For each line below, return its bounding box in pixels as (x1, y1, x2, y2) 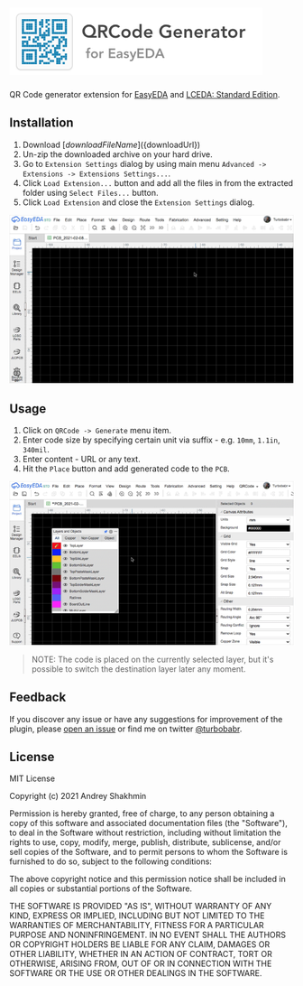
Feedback (9, 690, 67, 705)
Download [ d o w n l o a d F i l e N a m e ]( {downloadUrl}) (22, 139, 201, 150)
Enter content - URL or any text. (22, 454, 142, 464)
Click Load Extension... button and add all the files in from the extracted (22, 177, 294, 188)
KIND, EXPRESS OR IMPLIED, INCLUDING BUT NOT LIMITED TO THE (9, 910, 265, 921)
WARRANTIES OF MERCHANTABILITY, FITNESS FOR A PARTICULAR (9, 920, 264, 931)
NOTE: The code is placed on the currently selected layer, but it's (31, 654, 274, 665)
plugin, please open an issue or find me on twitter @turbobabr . (9, 723, 243, 734)
